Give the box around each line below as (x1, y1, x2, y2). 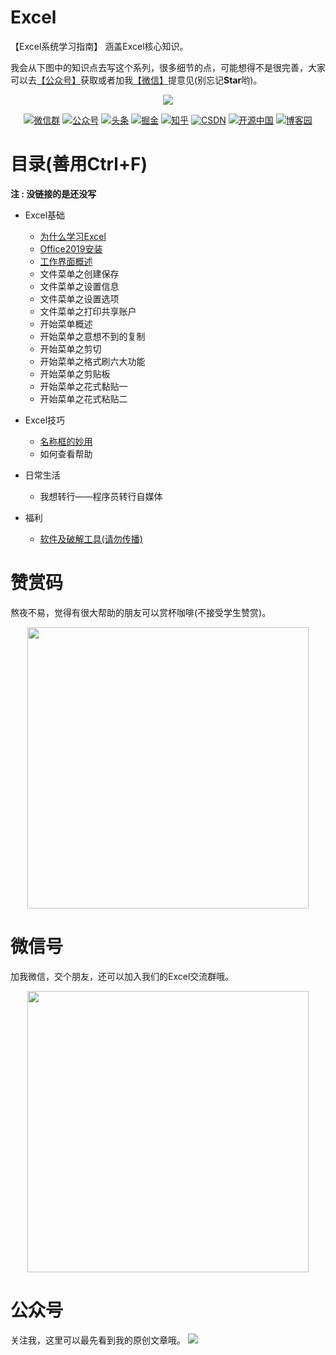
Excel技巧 (24, 414, 66, 426)
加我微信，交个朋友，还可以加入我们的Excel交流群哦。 (10, 970, 235, 982)
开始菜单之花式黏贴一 (39, 380, 128, 392)
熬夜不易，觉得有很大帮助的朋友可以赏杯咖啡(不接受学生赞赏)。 (10, 606, 272, 618)
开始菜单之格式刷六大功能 (39, 355, 146, 367)
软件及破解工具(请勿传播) (39, 532, 143, 545)
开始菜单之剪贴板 (39, 367, 111, 380)
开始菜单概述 (39, 317, 93, 330)
